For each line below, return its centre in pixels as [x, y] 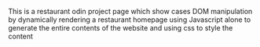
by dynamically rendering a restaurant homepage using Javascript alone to [130, 20]
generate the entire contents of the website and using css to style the [121, 28]
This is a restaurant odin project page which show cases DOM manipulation [130, 11]
